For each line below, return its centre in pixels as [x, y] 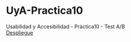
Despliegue [20, 32]
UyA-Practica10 [45, 11]
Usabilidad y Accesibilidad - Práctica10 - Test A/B [65, 26]
